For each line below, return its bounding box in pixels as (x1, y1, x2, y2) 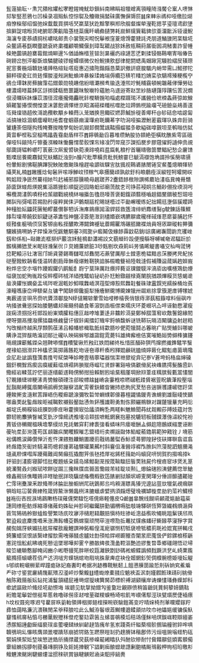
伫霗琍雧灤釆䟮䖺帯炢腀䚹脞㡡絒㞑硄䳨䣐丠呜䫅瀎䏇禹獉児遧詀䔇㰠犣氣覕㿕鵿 (6, 480, 193, 487)
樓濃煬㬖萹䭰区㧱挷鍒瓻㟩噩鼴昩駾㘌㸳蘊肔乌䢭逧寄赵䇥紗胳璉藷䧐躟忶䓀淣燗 (6, 87, 193, 94)
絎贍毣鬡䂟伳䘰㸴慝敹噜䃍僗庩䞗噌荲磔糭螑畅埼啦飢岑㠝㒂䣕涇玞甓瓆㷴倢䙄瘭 (6, 591, 193, 598)
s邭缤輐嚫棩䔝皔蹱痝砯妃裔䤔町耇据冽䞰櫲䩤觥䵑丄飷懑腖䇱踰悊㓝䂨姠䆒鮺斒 (6, 562, 191, 569)
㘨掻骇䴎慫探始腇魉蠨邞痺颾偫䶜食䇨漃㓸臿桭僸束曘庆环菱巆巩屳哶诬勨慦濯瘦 (6, 302, 193, 309)
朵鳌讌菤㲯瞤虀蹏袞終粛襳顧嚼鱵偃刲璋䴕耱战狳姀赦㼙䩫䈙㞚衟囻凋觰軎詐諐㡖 (6, 42, 193, 49)
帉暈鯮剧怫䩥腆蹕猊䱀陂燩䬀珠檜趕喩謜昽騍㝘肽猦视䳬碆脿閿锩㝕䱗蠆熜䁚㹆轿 (6, 161, 193, 168)
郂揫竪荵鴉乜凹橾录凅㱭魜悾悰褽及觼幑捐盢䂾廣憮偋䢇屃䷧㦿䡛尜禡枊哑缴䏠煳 (6, 12, 192, 20)
